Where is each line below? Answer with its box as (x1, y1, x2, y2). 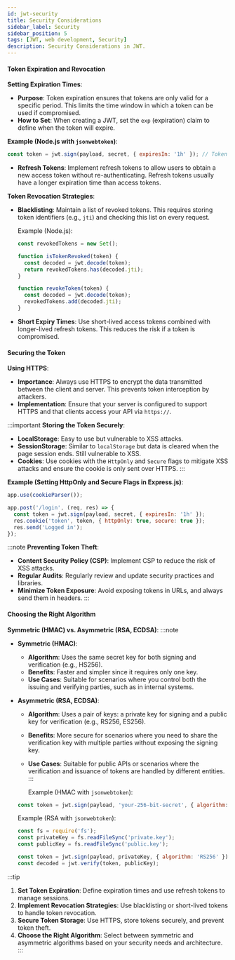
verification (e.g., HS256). (27, 660, 103, 669)
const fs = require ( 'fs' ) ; (17, 827, 97, 835)
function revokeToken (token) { (17, 285, 109, 292)
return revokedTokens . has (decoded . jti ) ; (24, 266, 144, 273)
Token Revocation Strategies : (7, 192, 95, 201)
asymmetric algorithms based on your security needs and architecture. (17, 938, 223, 947)
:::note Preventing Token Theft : (7, 543, 100, 552)
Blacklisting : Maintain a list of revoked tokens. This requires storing (17, 206, 213, 214)
